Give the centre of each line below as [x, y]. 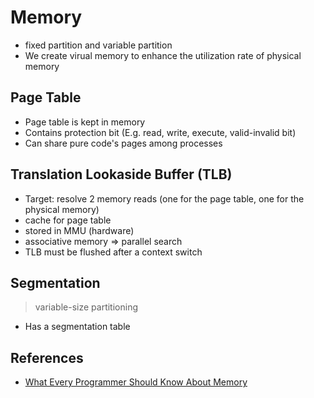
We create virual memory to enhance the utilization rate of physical [163, 55]
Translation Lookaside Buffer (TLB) [121, 174]
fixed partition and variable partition [98, 45]
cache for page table [68, 220]
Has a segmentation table [77, 327]
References [47, 357]
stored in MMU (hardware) [79, 230]
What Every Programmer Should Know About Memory [136, 382]
